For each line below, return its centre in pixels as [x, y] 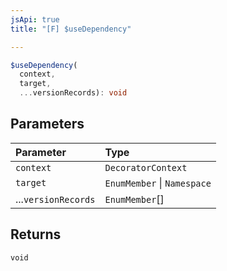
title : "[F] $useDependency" [71, 29]
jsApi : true [35, 19]
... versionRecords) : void [73, 93]
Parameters [47, 124]
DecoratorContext [146, 167]
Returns [36, 234]
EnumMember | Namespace [158, 183]
